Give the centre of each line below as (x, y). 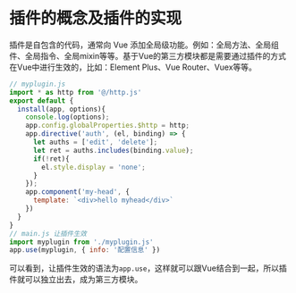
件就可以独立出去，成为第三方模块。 (76, 280)
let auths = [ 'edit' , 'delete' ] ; (95, 142)
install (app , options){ (61, 109)
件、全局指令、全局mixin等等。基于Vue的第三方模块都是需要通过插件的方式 (148, 55)
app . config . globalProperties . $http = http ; (108, 126)
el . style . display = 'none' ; (93, 167)
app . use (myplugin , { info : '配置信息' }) (85, 250)
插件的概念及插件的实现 (96, 18)
